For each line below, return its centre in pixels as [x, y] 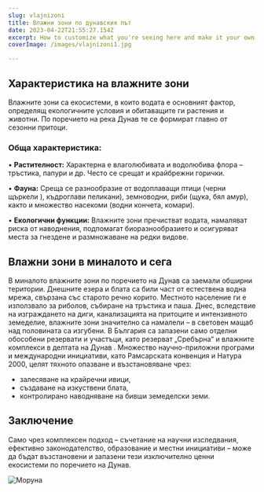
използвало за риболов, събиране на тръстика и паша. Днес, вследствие [132, 306]
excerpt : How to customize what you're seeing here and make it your [125, 37]
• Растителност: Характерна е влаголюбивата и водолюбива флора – [126, 165]
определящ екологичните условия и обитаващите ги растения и [116, 110]
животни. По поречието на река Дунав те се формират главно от [118, 119]
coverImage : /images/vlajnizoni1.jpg [70, 45]
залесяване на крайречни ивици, [75, 380]
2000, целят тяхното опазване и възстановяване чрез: [100, 364]
